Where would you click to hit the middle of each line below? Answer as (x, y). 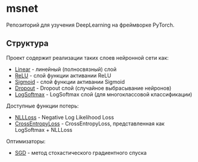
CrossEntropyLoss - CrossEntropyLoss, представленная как (89, 124)
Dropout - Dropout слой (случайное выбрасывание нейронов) (93, 88)
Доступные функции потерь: (43, 106)
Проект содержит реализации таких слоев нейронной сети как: (87, 57)
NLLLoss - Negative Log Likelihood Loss (64, 117)
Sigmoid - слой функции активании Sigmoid (70, 82)
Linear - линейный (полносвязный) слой (66, 69)
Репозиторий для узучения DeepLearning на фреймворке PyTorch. (90, 25)
